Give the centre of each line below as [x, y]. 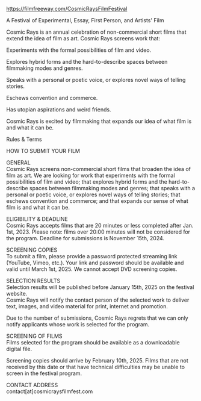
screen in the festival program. [44, 373]
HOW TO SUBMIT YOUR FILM [43, 151]
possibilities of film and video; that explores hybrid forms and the [87, 182]
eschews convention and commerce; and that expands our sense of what [97, 201]
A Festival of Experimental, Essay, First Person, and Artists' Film [85, 20]
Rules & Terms [24, 139]
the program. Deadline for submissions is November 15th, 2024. [85, 238]
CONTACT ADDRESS [32, 385]
